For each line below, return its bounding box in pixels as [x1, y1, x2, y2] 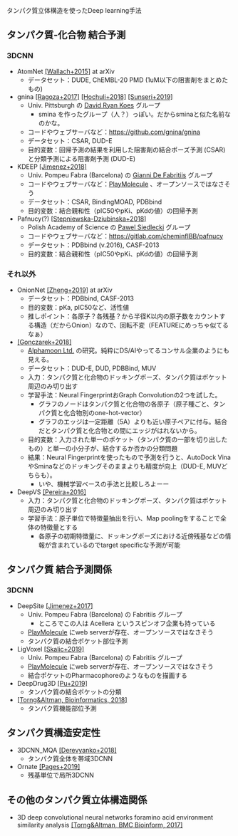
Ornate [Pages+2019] [16, 763, 81, 771]
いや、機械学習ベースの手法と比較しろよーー [38, 479, 170, 488]
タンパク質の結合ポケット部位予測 [27, 637, 128, 645]
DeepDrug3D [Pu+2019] [16, 679, 88, 687]
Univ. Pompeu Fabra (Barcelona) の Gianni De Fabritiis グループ [27, 170, 213, 179]
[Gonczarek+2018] [16, 338, 72, 346]
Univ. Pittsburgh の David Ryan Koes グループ [27, 100, 161, 109]
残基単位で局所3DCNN [27, 771, 94, 780]
